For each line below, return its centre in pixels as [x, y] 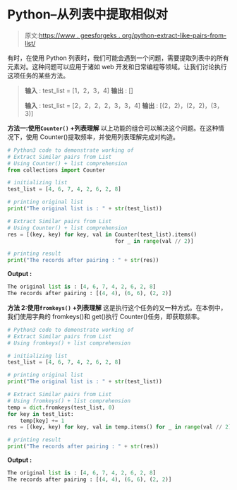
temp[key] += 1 [42, 421]
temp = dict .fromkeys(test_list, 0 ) [61, 407]
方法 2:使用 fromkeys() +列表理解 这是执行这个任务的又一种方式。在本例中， [117, 307]
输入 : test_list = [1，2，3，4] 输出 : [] [79, 90]
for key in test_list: [41, 414]
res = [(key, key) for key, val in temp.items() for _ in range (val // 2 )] [121, 427]
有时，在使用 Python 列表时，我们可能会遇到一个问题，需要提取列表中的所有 [118, 58]
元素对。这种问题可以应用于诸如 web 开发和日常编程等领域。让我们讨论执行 [117, 66]
